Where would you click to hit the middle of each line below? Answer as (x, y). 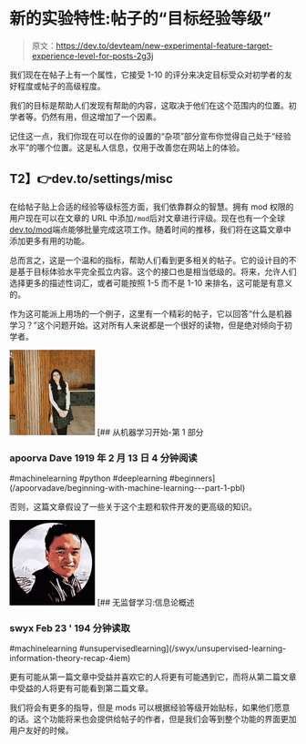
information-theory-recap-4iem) (70, 658)
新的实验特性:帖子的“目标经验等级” (140, 19)
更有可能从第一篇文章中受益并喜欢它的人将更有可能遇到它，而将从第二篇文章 (153, 677)
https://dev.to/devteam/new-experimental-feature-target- (164, 46)
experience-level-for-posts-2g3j (92, 56)
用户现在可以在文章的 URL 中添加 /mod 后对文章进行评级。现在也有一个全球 (147, 218)
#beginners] (193, 478)
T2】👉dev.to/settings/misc (91, 179)
